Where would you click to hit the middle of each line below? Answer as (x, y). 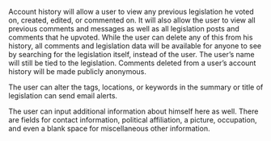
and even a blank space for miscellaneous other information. (109, 129)
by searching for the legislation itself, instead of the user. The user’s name (131, 54)
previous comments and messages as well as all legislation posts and (124, 29)
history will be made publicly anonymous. (78, 71)
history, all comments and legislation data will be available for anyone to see (135, 46)
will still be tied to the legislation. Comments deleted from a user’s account (132, 63)
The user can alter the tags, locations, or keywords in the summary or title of (136, 87)
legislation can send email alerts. (63, 95)
